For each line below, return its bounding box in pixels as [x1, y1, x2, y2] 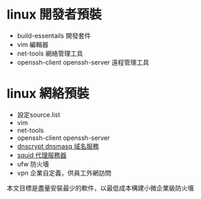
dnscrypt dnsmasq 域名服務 [16, 141, 99, 150]
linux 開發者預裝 [6, 6, 102, 23]
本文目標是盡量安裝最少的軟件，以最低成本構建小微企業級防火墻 [6, 183, 194, 192]
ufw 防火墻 [16, 159, 49, 168]
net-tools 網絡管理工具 [16, 49, 83, 58]
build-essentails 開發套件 [16, 31, 91, 40]
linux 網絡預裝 [6, 86, 90, 102]
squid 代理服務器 [16, 151, 67, 159]
